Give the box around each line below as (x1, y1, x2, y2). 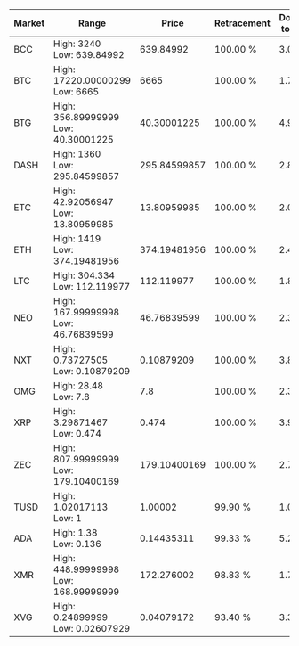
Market (13, 17, 45, 29)
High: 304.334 (53, 269, 116, 282)
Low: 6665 (53, 86, 100, 97)
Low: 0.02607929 (53, 623, 131, 634)
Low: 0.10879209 (53, 365, 131, 377)
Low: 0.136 (53, 538, 102, 550)
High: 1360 (53, 148, 101, 159)
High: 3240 (53, 37, 101, 50)
